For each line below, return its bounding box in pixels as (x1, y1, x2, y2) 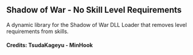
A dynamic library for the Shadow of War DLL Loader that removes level (6, 21, 188, 28)
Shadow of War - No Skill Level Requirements (6, 5, 182, 15)
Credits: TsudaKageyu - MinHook (6, 42, 93, 49)
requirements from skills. (6, 28, 69, 35)
